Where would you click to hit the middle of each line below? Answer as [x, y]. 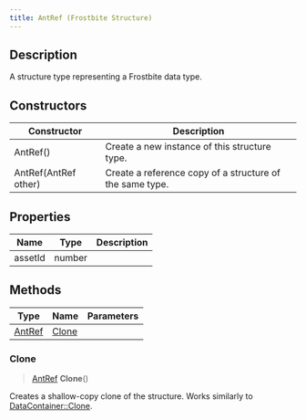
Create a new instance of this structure [188, 147]
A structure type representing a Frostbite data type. [106, 77]
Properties [40, 217]
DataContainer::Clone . [51, 406]
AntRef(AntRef [45, 173]
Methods [36, 290]
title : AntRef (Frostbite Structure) [81, 18]
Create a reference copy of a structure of [193, 173]
